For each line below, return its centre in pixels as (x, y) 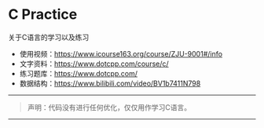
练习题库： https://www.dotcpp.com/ (78, 73)
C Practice (43, 15)
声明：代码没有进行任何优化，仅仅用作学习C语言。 (109, 107)
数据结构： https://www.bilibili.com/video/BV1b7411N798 (110, 83)
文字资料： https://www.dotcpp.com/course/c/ (94, 64)
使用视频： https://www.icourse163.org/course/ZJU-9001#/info (121, 53)
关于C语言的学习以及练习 (49, 37)
